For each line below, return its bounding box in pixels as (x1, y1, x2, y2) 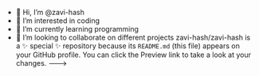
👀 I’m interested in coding (15, 16, 100, 25)
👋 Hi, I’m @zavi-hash (15, 8, 85, 17)
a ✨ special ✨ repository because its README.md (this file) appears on (15, 41, 241, 51)
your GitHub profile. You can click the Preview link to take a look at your (15, 50, 251, 59)
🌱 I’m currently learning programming (15, 25, 139, 33)
